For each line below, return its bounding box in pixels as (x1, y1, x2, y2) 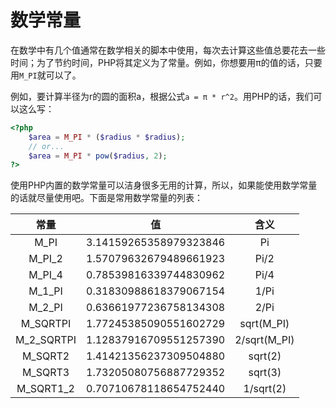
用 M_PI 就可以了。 (10, 69, 82, 81)
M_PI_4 (28, 268, 63, 282)
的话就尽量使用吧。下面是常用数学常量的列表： (10, 192, 203, 204)
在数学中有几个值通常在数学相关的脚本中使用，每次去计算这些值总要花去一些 (10, 44, 326, 56)
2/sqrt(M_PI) (234, 333, 295, 347)
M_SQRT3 (21, 366, 70, 380)
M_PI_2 (28, 252, 63, 266)
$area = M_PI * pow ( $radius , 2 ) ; (28, 151, 168, 161)
